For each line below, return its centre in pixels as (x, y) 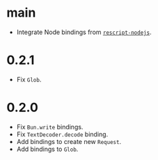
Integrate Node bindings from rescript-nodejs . (84, 32)
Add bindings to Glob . (47, 149)
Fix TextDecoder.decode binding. (62, 134)
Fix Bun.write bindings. (50, 127)
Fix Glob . (29, 79)
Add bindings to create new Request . (69, 141)
